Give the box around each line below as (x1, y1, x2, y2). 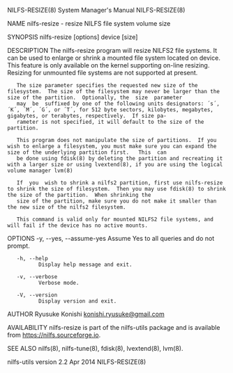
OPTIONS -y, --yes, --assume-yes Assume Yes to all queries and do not (7, 235, 215, 242)
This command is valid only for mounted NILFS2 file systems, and (16, 216, 214, 223)
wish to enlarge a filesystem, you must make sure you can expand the (7, 143, 217, 150)
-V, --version (16, 292, 58, 299)
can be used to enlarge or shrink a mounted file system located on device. (7, 54, 221, 62)
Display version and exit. (38, 298, 117, 305)
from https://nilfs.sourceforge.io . (7, 331, 101, 339)
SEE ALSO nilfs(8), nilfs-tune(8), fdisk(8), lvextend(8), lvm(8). (7, 344, 183, 352)
